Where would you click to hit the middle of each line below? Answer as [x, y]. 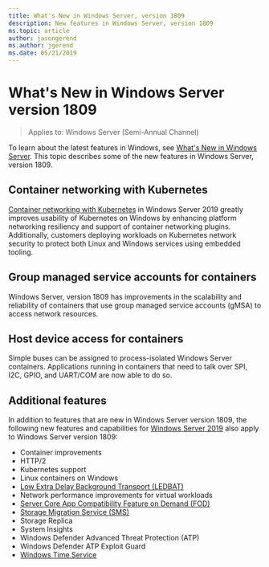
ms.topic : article [39, 31]
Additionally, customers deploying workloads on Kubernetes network [122, 235]
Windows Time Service [58, 555]
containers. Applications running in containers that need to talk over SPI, [128, 367]
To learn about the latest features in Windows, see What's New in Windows [132, 147]
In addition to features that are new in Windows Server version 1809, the [128, 420]
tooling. [21, 252]
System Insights [47, 529]
